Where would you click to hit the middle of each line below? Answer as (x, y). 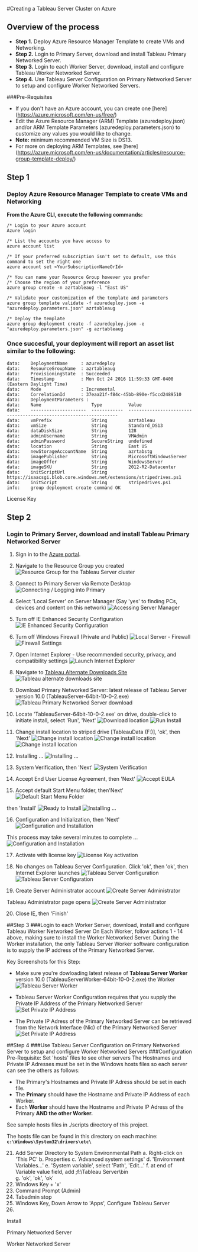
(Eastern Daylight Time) (37, 384)
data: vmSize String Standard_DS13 (85, 426)
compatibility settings (41, 661)
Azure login (21, 230)
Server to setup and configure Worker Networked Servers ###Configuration (100, 1052)
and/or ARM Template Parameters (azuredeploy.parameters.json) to (98, 127)
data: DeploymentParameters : (48, 400)
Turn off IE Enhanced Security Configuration (69, 619)
